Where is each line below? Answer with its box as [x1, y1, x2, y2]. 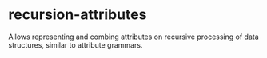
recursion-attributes [8, 6, 147, 24]
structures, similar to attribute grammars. [8, 40, 143, 49]
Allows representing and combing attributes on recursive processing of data [8, 32, 259, 41]
